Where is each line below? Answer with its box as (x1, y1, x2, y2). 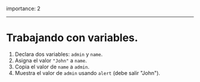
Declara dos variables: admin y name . (14, 50, 103, 58)
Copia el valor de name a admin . (14, 63, 90, 70)
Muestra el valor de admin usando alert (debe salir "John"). (14, 69, 161, 76)
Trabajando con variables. (6, 31, 139, 45)
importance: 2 (6, 5, 40, 12)
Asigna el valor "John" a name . (14, 57, 87, 64)
